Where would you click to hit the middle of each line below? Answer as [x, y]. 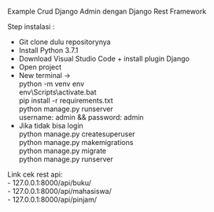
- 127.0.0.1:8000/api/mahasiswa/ [59, 191]
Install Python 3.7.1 [48, 50]
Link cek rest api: [35, 174]
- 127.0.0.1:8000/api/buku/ [50, 183]
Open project [40, 67]
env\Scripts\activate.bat [57, 92]
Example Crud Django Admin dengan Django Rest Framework [107, 11]
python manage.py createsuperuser [77, 134]
